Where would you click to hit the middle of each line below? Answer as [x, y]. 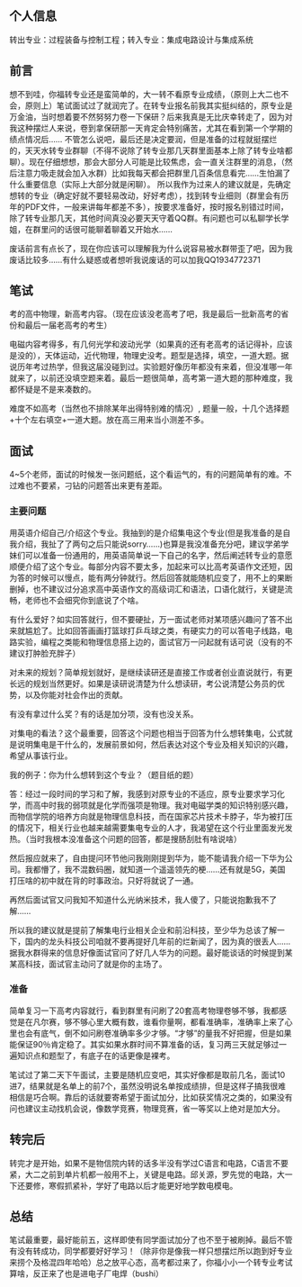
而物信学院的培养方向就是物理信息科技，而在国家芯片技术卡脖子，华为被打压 [151, 816]
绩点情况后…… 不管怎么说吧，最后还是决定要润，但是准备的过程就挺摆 [139, 139]
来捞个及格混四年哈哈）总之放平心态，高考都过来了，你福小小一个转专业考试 [151, 1263]
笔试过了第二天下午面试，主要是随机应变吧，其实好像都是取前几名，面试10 [147, 1074]
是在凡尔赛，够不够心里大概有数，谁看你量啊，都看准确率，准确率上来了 [151, 1021]
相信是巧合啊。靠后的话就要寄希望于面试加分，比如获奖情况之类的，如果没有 [151, 1097]
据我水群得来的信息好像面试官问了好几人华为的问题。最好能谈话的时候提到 [147, 952]
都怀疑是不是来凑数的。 [53, 389]
